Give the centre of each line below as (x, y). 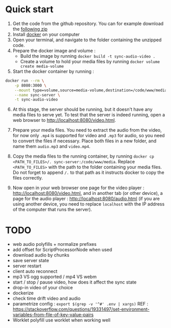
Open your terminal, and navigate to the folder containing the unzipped (87, 40)
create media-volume (42, 66)
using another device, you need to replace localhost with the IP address (89, 204)
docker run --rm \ (25, 81)
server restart (27, 266)
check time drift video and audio (47, 298)
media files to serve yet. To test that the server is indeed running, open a (89, 115)
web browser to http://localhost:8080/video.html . (64, 120)
